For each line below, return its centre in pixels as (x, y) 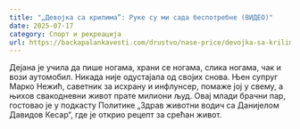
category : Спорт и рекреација (66, 34)
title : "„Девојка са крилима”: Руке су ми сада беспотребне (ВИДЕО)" (142, 17)
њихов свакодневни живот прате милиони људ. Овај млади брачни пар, (147, 96)
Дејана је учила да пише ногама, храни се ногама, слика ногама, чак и (145, 68)
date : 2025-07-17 (42, 26)
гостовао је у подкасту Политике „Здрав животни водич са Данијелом (144, 105)
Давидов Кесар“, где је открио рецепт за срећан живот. (116, 115)
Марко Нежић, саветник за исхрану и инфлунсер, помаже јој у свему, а (146, 86)
